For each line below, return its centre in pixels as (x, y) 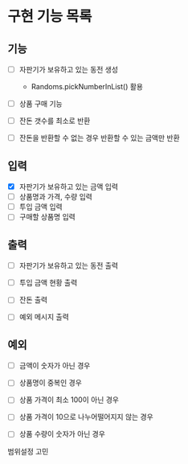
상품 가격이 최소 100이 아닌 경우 (69, 400)
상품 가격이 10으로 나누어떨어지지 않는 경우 (86, 417)
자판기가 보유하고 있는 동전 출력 (68, 265)
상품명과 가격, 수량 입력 (56, 197)
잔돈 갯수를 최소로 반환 (55, 121)
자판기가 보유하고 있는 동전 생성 (68, 70)
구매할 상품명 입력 (47, 217)
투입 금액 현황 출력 (48, 283)
